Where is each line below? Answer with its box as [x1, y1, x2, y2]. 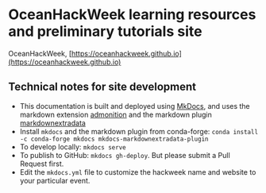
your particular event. [19, 176, 91, 185]
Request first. [19, 159, 64, 168]
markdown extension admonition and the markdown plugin [19, 110, 212, 119]
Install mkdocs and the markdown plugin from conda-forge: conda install [19, 126, 259, 136]
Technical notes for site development [8, 80, 197, 94]
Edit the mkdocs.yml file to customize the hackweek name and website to [19, 167, 256, 176]
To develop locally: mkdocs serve [19, 141, 126, 152]
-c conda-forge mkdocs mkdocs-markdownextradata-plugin [19, 135, 209, 143]
